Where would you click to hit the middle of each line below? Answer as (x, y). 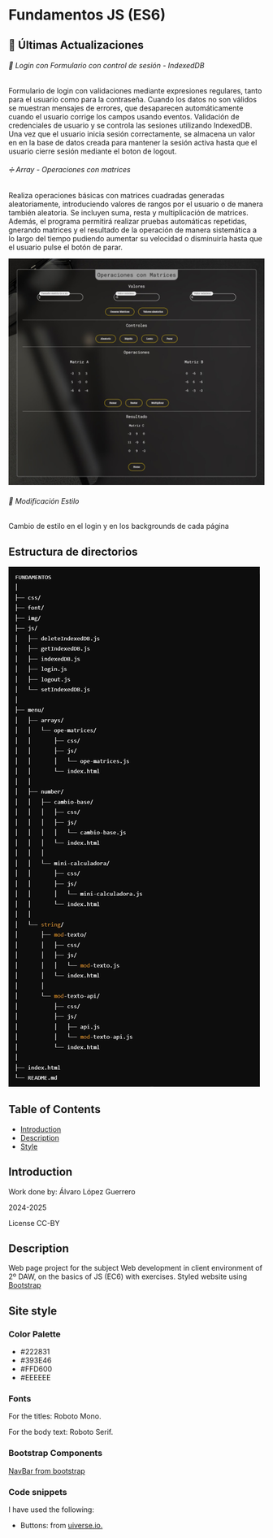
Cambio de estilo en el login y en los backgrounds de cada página (119, 526)
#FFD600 (36, 1369)
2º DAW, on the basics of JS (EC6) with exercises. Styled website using (128, 1276)
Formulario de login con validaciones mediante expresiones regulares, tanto (135, 90)
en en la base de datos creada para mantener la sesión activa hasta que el (133, 142)
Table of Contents (55, 1109)
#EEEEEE (35, 1378)
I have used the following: (52, 1510)
